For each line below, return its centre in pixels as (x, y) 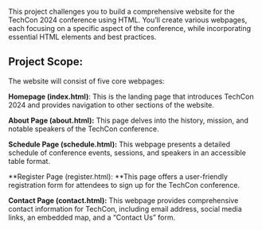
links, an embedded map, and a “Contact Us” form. (92, 217)
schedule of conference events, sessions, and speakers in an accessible (127, 152)
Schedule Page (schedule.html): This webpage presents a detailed (119, 144)
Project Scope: (46, 62)
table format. (29, 161)
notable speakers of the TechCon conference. (84, 129)
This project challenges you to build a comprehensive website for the (121, 12)
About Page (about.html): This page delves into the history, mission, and (129, 120)
